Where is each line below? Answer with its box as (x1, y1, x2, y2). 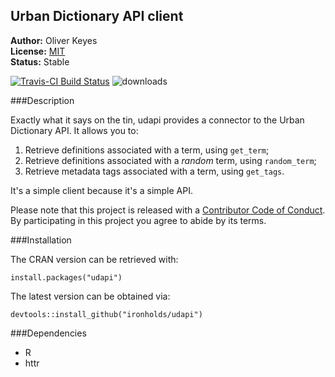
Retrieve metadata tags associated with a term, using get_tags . (24, 165, 285, 177)
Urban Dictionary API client (10, 8, 184, 25)
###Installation (10, 234, 72, 246)
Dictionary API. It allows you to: (10, 124, 139, 136)
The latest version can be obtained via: (10, 290, 171, 302)
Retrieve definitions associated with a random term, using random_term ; (24, 154, 317, 166)
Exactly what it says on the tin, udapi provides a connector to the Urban (10, 114, 305, 126)
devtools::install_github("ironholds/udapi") (10, 309, 203, 319)
